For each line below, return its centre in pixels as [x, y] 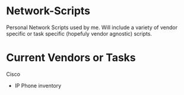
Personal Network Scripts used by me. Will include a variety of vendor [92, 27]
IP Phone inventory [38, 85]
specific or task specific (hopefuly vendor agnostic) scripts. [79, 33]
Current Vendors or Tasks [71, 58]
